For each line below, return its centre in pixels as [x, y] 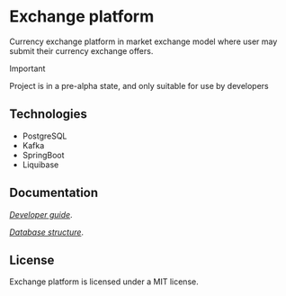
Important [27, 68]
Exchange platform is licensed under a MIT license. [104, 282]
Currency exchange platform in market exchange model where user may [143, 41]
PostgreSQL [45, 136]
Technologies [49, 114]
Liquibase [40, 165]
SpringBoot [43, 155]
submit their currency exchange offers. [81, 50]
